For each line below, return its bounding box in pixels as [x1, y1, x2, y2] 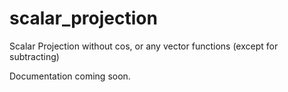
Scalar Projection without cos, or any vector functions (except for [9, 40, 279, 52]
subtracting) [9, 50, 60, 62]
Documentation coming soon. [9, 70, 131, 82]
